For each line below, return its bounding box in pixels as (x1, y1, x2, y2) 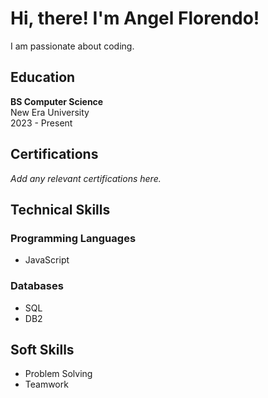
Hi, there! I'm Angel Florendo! (10, 7, 260, 30)
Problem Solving (24, 368, 93, 380)
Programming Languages (10, 231, 137, 245)
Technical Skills (10, 201, 111, 218)
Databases (10, 279, 64, 293)
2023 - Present (10, 117, 73, 129)
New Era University (10, 106, 90, 118)
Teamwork (24, 378, 69, 391)
